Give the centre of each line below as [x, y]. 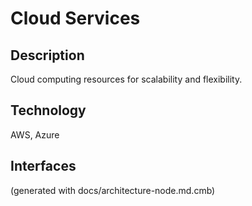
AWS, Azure [35, 134]
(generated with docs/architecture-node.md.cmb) [113, 190]
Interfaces [43, 166]
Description [47, 55]
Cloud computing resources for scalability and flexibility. [126, 79]
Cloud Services [75, 18]
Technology [48, 110]
